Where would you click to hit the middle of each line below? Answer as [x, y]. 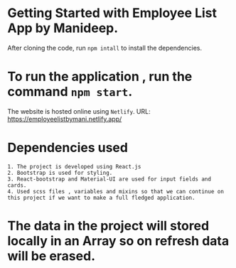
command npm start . [70, 92]
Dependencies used [68, 148]
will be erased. [52, 256]
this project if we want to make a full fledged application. [101, 198]
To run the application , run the [100, 77]
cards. [17, 185]
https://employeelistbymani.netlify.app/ [65, 119]
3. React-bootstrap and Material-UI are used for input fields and [109, 179]
